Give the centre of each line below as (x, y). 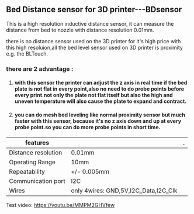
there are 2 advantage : (40, 68)
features (37, 143)
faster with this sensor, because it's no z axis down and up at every (98, 121)
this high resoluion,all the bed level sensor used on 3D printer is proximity (94, 47)
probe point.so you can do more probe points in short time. (87, 127)
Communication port (37, 181)
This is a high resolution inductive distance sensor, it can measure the (90, 23)
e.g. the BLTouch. (27, 53)
